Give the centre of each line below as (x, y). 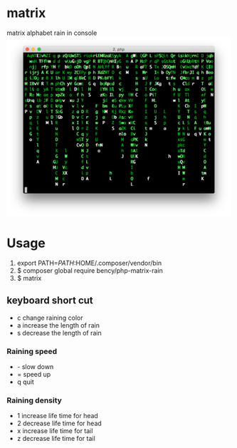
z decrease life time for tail (56, 439)
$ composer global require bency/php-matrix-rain (90, 270)
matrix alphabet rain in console (52, 33)
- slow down (35, 367)
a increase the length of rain (58, 325)
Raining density (34, 400)
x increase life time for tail (55, 431)
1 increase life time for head (58, 416)
